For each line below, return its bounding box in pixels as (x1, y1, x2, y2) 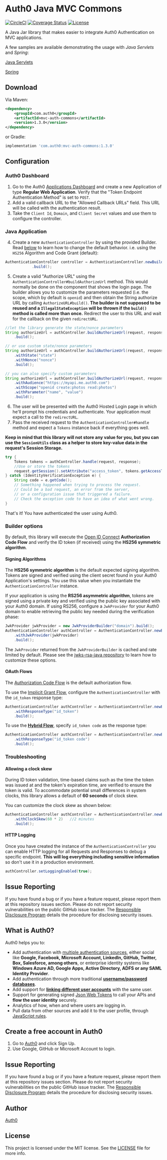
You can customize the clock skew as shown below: (5, 802, 112, 808)
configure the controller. (12, 215, 62, 221)
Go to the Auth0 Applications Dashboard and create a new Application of (12, 183, 162, 190)
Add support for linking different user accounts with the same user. (12, 986, 153, 992)
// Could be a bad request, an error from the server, (14, 487, 130, 492)
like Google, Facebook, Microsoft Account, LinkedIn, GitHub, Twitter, (12, 954, 157, 960)
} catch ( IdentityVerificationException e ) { (5, 473, 101, 478)
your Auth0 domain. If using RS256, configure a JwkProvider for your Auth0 (5, 603, 159, 609)
